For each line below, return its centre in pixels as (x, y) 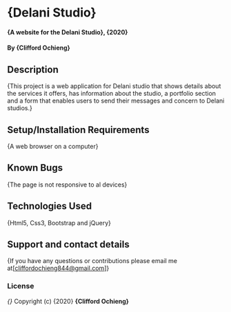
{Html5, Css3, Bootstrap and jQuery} (59, 222)
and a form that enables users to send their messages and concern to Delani (116, 101)
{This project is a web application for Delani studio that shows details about (114, 86)
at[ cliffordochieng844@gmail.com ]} (58, 268)
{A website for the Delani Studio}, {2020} (68, 32)
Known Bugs (35, 168)
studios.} (20, 108)
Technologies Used (49, 206)
